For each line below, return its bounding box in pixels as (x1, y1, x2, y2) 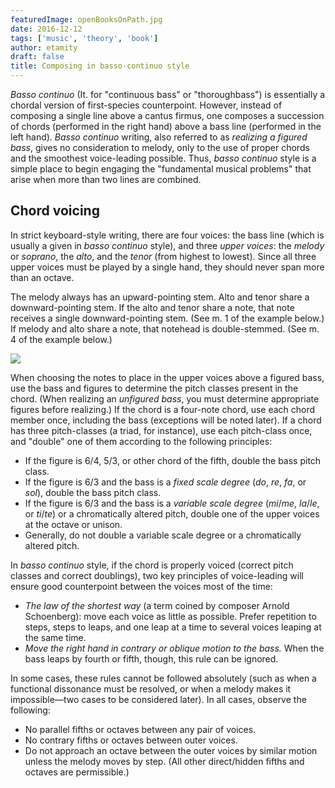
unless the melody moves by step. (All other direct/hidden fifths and (24, 755, 305, 767)
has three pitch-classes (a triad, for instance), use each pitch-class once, (10, 424, 313, 436)
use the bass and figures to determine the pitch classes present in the (10, 382, 299, 394)
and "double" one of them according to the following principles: (10, 435, 273, 447)
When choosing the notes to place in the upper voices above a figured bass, (10, 371, 325, 383)
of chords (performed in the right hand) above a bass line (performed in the (10, 121, 322, 132)
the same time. (24, 631, 87, 643)
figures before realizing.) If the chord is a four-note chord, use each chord (10, 403, 316, 415)
